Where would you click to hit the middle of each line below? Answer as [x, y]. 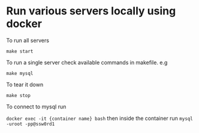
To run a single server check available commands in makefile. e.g [87, 62]
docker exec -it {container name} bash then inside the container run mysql [99, 118]
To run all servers [28, 40]
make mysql [20, 73]
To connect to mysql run [36, 107]
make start [20, 51]
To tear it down [25, 84]
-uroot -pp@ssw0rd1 [31, 124]
